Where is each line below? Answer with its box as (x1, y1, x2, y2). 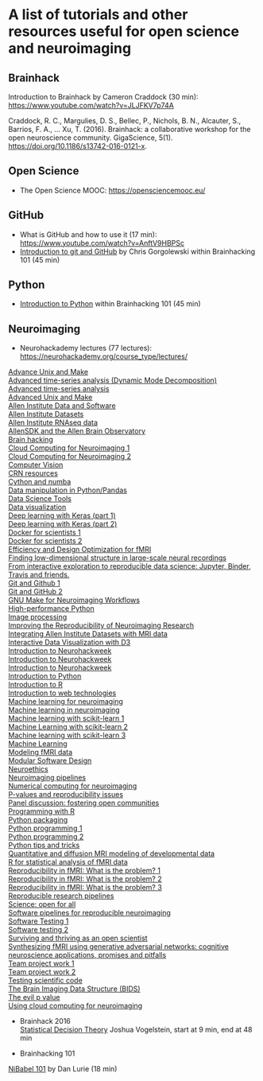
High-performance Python (8, 604, 95, 613)
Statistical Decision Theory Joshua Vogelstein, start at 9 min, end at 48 (19, 1025, 253, 1035)
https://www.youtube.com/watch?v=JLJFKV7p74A (8, 101, 175, 110)
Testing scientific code (8, 976, 83, 986)
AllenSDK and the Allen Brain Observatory (8, 426, 145, 436)
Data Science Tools (8, 494, 72, 504)
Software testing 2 (8, 925, 69, 935)
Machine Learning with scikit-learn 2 (8, 722, 129, 732)
